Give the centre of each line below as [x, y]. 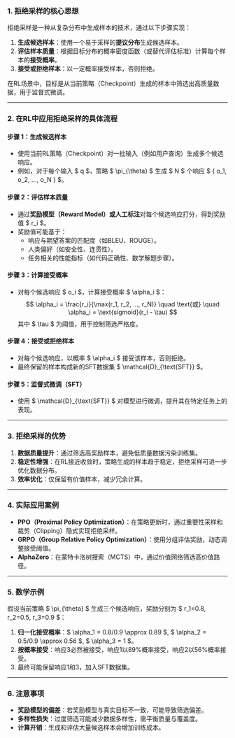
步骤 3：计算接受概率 [38, 275]
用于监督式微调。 [44, 92]
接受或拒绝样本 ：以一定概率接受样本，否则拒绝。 [88, 69]
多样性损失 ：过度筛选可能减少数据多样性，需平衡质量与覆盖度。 [109, 719]
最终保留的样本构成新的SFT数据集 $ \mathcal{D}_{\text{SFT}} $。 [112, 367]
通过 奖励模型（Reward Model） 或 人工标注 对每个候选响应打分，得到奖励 [121, 214]
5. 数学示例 [26, 592]
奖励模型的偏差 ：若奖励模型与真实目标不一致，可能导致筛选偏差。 [112, 710]
